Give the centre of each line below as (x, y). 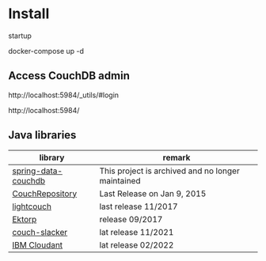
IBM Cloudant (38, 244)
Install (29, 14)
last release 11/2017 (139, 206)
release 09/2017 (131, 219)
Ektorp (25, 219)
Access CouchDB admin (69, 76)
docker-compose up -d (46, 51)
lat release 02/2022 (137, 244)
